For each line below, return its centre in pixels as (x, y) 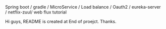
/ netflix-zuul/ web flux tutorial (36, 12)
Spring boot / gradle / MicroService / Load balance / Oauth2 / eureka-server (83, 7)
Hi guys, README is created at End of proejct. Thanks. (61, 22)
